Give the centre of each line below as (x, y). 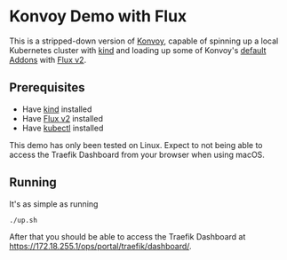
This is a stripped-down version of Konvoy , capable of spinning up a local (144, 41)
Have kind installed (57, 109)
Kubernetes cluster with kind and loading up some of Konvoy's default (138, 50)
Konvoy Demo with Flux (98, 16)
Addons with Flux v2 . (48, 59)
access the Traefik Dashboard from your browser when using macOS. (137, 154)
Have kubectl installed (63, 128)
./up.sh (24, 220)
